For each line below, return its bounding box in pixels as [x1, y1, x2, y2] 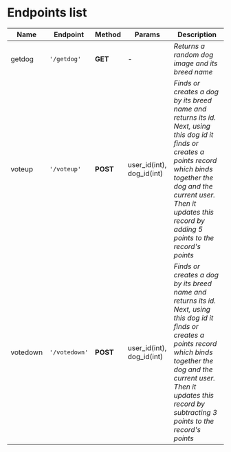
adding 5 [173, 224, 203, 234]
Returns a [173, 41, 205, 51]
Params [134, 30, 160, 39]
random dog [173, 50, 214, 59]
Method [95, 30, 122, 39]
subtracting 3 [173, 407, 218, 417]
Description [177, 30, 217, 39]
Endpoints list [7, 5, 87, 21]
